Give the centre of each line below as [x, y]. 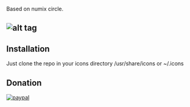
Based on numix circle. [35, 9]
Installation [28, 49]
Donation [24, 83]
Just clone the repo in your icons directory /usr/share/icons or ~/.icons [95, 64]
